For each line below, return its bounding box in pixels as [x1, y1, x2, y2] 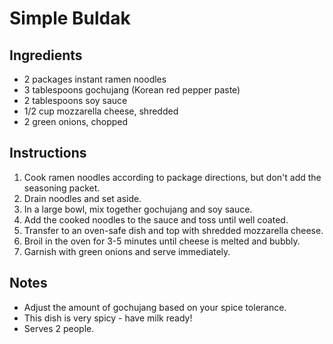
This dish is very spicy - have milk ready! [23, 312, 193, 324]
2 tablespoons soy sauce [23, 95, 128, 106]
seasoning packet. [23, 182, 101, 194]
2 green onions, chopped [23, 116, 129, 127]
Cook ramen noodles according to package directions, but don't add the [23, 171, 322, 183]
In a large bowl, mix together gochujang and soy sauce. [23, 203, 253, 215]
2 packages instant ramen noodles [23, 73, 167, 85]
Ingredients [9, 47, 83, 64]
